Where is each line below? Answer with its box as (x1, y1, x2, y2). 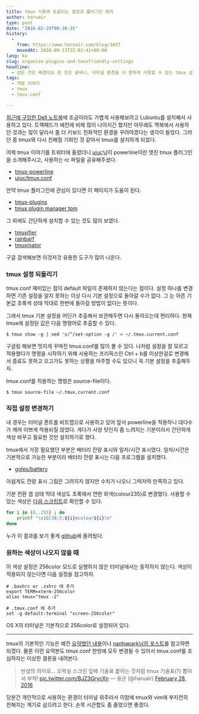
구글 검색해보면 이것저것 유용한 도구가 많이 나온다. (6, 254, 122, 261)
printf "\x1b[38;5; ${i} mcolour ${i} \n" (17, 515, 113, 522)
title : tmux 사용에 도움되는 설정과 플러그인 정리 (6, 8, 114, 15)
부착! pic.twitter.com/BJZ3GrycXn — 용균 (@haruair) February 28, (27, 675, 187, 682)
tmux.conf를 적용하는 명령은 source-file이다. (6, 378, 111, 385)
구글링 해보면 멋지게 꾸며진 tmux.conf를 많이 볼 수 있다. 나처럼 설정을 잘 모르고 (6, 343, 188, 350)
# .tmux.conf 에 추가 (6, 605, 56, 612)
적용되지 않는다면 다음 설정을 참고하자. (6, 571, 95, 578)
